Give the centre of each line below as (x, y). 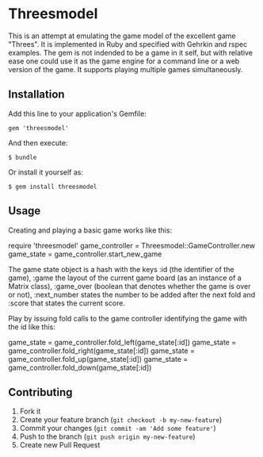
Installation (36, 95)
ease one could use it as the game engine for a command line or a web (124, 61)
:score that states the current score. (67, 303)
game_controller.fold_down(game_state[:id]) (80, 367)
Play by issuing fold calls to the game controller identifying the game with (128, 318)
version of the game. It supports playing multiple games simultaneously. (126, 69)
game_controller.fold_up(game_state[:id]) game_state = (98, 359)
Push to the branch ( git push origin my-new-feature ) (107, 436)
